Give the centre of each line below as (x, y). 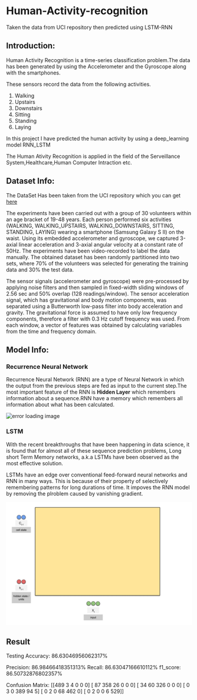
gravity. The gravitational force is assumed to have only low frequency (91, 312)
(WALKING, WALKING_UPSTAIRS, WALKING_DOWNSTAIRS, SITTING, (91, 225)
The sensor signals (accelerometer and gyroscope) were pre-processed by (98, 281)
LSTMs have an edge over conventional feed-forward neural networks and (97, 475)
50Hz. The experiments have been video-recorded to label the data (88, 251)
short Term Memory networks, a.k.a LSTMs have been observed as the (93, 457)
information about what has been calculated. (60, 405)
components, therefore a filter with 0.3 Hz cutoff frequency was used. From (98, 319)
